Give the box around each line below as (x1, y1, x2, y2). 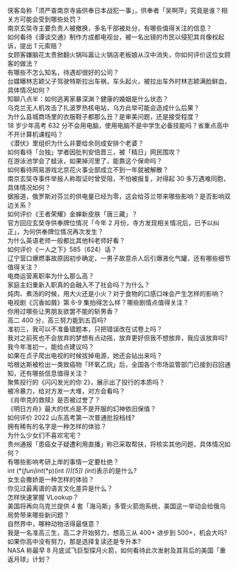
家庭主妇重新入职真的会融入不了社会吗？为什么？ (7, 280, 150, 289)
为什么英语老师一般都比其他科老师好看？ (7, 236, 125, 244)
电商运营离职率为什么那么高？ (7, 272, 94, 280)
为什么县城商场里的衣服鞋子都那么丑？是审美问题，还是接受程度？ (7, 113, 200, 120)
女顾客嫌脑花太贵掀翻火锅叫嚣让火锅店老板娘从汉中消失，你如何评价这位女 (7, 50, 225, 59)
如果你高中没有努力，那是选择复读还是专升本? (7, 537, 142, 545)
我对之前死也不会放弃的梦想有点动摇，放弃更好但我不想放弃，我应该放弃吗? (7, 334, 228, 342)
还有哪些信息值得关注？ (19, 369, 89, 377)
